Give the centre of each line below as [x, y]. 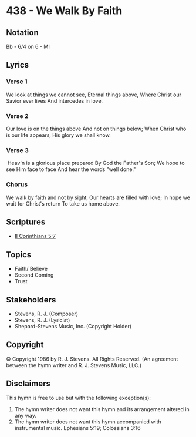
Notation [23, 33]
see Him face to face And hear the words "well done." [71, 169]
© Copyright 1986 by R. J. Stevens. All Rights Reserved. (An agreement [92, 359]
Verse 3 [17, 150]
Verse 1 [17, 82]
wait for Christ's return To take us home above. [63, 203]
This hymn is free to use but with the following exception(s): [79, 398]
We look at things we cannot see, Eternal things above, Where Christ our [94, 95]
